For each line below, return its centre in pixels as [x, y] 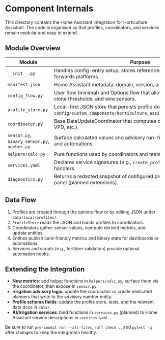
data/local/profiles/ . [35, 217]
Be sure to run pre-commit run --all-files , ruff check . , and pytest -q [79, 327]
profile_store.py [28, 110]
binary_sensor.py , [28, 141]
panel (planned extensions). [86, 182]
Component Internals [49, 9]
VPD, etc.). [66, 127]
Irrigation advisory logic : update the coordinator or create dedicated [82, 292]
